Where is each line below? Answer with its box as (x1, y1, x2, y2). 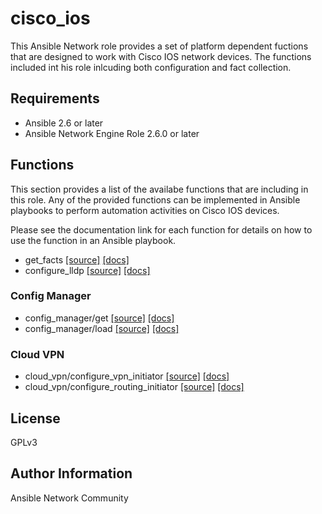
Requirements (10, 90, 100, 107)
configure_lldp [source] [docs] (24, 264, 151, 276)
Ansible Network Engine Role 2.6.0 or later (24, 127, 200, 139)
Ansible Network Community (10, 492, 129, 504)
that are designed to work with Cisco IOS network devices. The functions (10, 50, 312, 62)
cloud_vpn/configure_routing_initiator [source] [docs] (24, 381, 245, 393)
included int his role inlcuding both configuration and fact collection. (10, 61, 292, 73)
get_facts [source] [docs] (24, 253, 130, 266)
